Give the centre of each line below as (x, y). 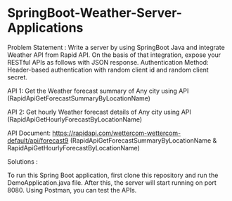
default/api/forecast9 (38, 140)
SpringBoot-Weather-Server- (95, 13)
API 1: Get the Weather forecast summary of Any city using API (98, 91)
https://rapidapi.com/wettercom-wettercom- (117, 133)
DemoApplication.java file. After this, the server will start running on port (112, 182)
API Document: (29, 133)
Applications (45, 28)
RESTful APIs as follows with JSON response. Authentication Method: (108, 62)
